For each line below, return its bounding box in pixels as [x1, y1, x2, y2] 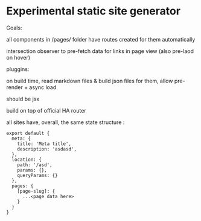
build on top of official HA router [6, 107, 86, 114]
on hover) [6, 54, 31, 61]
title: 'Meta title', [17, 140, 71, 147]
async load [29, 83, 57, 91]
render [6, 83, 23, 91]
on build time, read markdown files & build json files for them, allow [6, 77, 173, 84]
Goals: [6, 24, 22, 31]
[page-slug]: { [17, 188, 56, 194]
